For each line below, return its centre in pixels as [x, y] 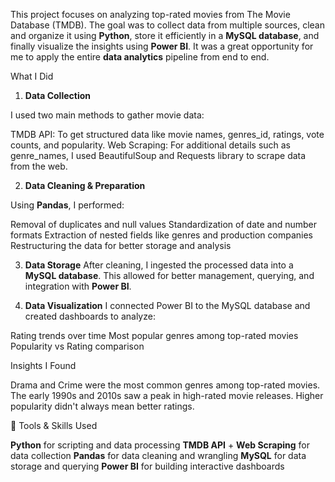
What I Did [32, 76]
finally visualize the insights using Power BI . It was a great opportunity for [162, 46]
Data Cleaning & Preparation [85, 185]
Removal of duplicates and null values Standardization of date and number [164, 224]
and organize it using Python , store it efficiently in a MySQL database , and [165, 35]
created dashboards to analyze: [90, 316]
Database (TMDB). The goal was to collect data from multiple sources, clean [167, 25]
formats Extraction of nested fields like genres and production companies [161, 235]
